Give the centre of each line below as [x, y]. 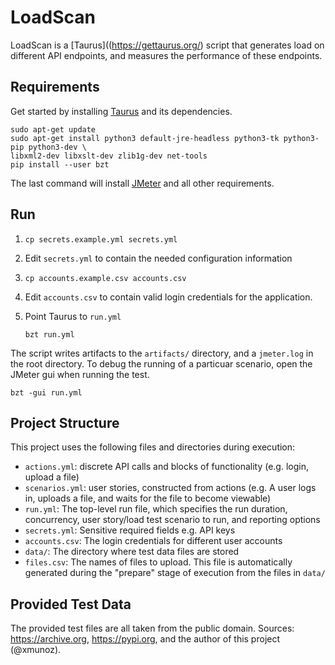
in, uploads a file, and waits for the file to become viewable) [148, 498]
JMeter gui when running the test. [80, 374]
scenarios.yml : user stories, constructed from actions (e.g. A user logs [170, 488]
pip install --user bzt [60, 164]
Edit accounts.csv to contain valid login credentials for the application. [168, 297]
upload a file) [52, 477]
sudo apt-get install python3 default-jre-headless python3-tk [145, 138]
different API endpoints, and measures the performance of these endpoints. [166, 55]
